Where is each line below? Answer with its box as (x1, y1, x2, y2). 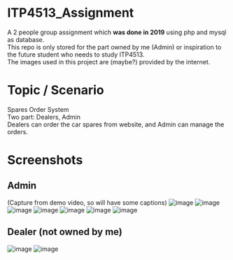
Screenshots (7, 152, 83, 168)
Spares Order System (7, 105, 69, 113)
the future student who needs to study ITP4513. (7, 50, 145, 59)
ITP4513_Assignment (7, 5, 134, 21)
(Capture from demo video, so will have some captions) (7, 198, 168, 207)
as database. (7, 35, 45, 43)
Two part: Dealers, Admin (7, 113, 80, 121)
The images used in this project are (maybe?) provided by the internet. (7, 57, 211, 66)
